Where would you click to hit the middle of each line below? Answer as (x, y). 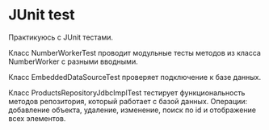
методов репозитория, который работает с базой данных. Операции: (128, 101)
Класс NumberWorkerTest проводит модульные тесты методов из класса (134, 52)
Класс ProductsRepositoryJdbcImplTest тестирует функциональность (127, 92)
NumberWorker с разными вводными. (74, 61)
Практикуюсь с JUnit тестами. (61, 37)
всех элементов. (37, 118)
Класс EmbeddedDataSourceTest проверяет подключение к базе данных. (135, 77)
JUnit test (42, 15)
